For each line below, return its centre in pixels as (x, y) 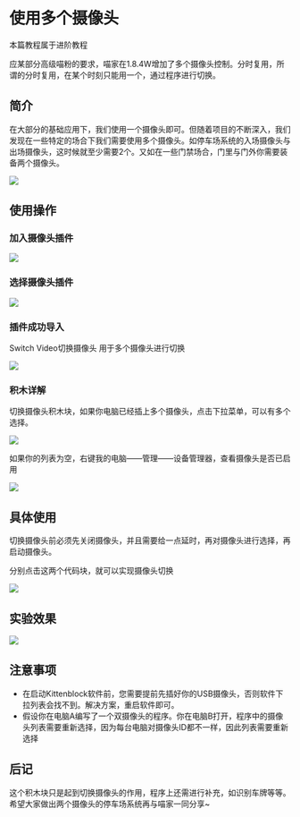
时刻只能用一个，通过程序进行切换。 (154, 75)
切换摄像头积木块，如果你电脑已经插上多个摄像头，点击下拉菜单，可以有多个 (150, 412)
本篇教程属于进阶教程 (48, 45)
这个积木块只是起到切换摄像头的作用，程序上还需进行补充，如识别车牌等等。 (150, 792)
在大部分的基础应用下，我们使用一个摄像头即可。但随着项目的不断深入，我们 (150, 129)
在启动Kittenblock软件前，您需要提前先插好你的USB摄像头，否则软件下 (153, 694)
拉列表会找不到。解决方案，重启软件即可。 (100, 704)
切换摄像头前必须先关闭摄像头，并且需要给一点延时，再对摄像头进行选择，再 (150, 540)
